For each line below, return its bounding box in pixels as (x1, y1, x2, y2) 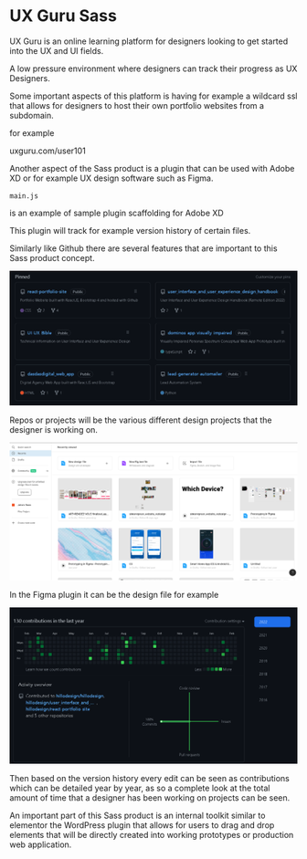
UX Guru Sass (9, 5, 117, 26)
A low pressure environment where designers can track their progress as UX (9, 63, 298, 74)
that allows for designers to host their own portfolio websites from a (9, 100, 265, 110)
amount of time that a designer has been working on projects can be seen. (9, 791, 291, 803)
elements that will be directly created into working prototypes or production (9, 829, 294, 840)
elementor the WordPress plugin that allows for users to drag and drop (9, 819, 275, 831)
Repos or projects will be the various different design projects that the (9, 414, 272, 425)
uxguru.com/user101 (9, 145, 87, 156)
